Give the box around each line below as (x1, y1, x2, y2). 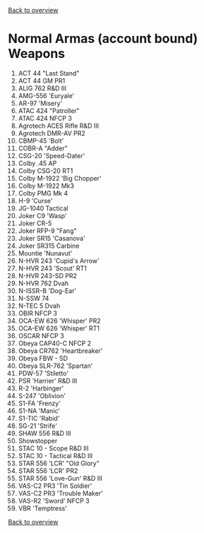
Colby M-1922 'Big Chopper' (18, 174, 102, 182)
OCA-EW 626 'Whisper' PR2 (18, 316, 101, 325)
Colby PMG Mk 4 (18, 188, 68, 197)
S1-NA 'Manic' (18, 406, 61, 415)
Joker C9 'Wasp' (18, 211, 67, 220)
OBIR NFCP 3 (18, 309, 57, 317)
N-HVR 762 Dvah (18, 279, 69, 287)
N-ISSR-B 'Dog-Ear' (18, 286, 77, 295)
